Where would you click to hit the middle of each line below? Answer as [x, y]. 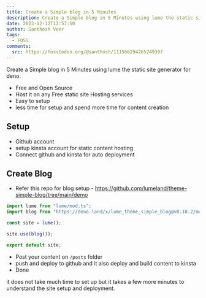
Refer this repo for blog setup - [54, 188]
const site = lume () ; [34, 223]
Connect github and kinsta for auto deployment [75, 155]
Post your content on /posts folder [59, 257]
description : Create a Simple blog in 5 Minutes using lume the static [100, 18]
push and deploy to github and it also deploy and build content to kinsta [105, 263]
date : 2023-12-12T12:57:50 [41, 23]
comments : [19, 47]
